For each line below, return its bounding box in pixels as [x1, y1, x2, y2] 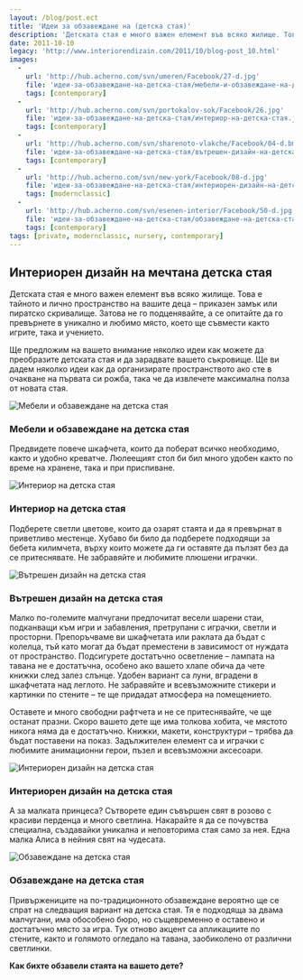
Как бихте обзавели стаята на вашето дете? [9, 960, 184, 971]
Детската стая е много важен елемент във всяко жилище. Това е [9, 289, 263, 300]
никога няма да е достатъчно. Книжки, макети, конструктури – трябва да [9, 726, 294, 736]
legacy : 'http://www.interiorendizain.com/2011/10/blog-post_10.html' [9, 47, 280, 56]
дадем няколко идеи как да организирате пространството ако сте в [9, 364, 272, 374]
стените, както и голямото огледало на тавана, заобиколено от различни [9, 933, 292, 944]
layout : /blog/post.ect [9, 13, 99, 23]
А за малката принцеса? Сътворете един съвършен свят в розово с [9, 805, 272, 817]
